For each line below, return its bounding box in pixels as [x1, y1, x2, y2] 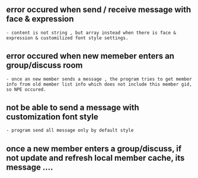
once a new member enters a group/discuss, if [6, 144, 182, 154]
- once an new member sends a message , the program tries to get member [6, 76, 193, 82]
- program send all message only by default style [6, 128, 134, 133]
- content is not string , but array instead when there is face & [6, 30, 177, 36]
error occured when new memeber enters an [6, 51, 175, 61]
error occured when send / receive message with [6, 5, 191, 15]
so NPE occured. [6, 86, 46, 93]
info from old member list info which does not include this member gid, [6, 81, 193, 87]
